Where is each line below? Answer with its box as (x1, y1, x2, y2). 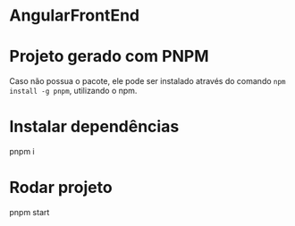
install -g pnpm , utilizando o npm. (9, 86, 138, 96)
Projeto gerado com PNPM (9, 46, 209, 67)
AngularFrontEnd (9, 5, 140, 26)
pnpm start (9, 207, 50, 217)
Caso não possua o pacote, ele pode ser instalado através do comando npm (9, 76, 286, 87)
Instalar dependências (9, 117, 180, 137)
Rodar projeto (9, 178, 114, 197)
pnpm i (9, 146, 36, 157)
